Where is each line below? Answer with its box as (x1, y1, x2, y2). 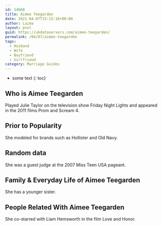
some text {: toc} (12, 75, 46, 81)
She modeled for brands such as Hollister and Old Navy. (5, 135, 118, 140)
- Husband (9, 44, 29, 48)
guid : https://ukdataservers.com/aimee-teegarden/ (5, 30, 110, 35)
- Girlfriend (9, 57, 36, 62)
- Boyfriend (9, 52, 34, 58)
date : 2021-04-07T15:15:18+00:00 (5, 16, 73, 21)
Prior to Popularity (5, 122, 62, 130)
